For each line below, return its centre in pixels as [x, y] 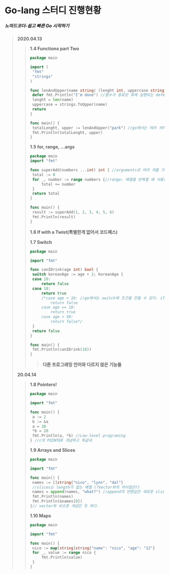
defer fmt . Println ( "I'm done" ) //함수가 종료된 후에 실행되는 [93, 95]
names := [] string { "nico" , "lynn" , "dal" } [78, 482]
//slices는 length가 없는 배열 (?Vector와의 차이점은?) [86, 487]
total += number [58, 184]
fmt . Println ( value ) [62, 558]
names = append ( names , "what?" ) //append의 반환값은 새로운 [93, 492]
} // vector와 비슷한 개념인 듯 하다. [64, 506]
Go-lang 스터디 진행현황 [53, 10]
